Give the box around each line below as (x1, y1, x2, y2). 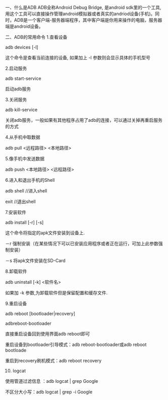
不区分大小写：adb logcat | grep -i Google (5, 389, 92, 395)
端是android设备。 (5, 23, 44, 29)
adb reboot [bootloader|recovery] (5, 311, 76, 317)
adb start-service (5, 75, 41, 81)
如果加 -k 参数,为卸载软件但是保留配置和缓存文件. (5, 290, 108, 295)
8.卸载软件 (5, 268, 27, 274)
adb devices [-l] (5, 44, 39, 50)
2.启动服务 (5, 65, 27, 71)
